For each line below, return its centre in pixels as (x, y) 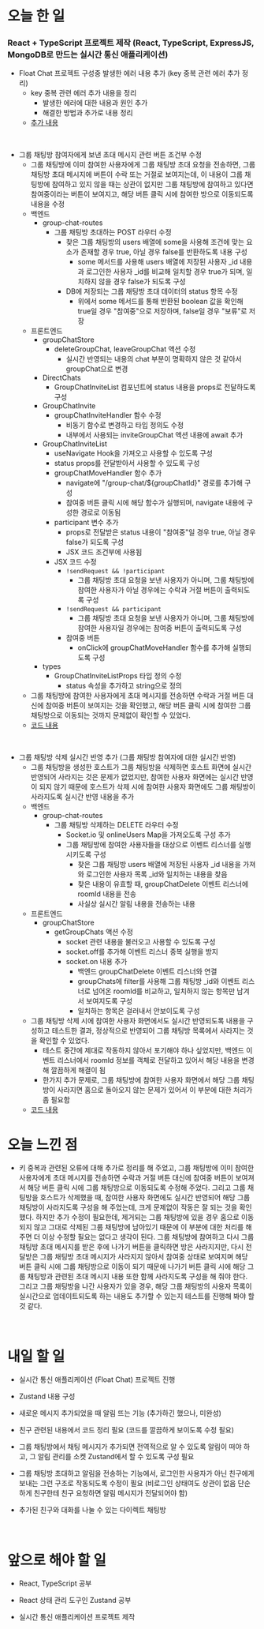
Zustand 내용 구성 (47, 1396)
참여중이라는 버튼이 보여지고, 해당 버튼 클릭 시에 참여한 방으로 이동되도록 (142, 194)
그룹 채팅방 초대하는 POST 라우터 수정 (113, 232)
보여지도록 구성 (109, 1001)
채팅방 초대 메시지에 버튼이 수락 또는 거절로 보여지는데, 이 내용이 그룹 (137, 175)
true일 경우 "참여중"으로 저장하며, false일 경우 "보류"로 (162, 311)
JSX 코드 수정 (75, 562)
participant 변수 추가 (86, 523)
